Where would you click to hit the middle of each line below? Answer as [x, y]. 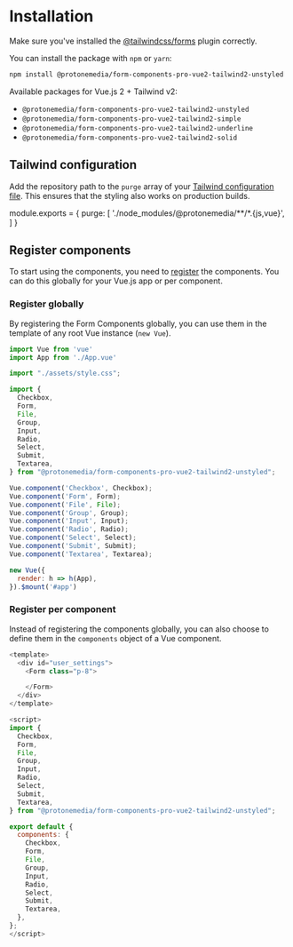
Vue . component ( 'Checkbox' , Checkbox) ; [81, 488]
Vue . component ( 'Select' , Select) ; [73, 538]
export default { [41, 827]
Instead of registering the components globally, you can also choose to [139, 629]
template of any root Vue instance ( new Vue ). [90, 333]
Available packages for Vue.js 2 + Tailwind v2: [93, 92]
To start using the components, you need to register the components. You [144, 272]
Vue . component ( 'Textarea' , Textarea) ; [81, 554]
